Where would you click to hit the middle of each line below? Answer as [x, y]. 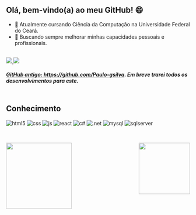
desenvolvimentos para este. [42, 81]
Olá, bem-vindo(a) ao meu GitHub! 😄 [75, 10]
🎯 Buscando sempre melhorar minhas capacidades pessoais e [89, 37]
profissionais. [31, 43]
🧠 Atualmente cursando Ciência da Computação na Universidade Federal [102, 24]
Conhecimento [34, 108]
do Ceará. [27, 30]
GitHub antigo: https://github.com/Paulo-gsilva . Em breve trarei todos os [97, 75]
